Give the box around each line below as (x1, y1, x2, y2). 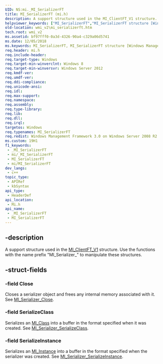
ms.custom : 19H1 (5, 138, 38, 144)
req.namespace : (5, 98, 36, 103)
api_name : (5, 207, 25, 211)
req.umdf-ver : (5, 75, 34, 80)
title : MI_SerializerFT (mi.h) (5, 12, 68, 17)
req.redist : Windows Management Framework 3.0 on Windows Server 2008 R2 (5, 134, 158, 139)
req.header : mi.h (5, 48, 40, 53)
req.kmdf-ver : (5, 71, 34, 76)
